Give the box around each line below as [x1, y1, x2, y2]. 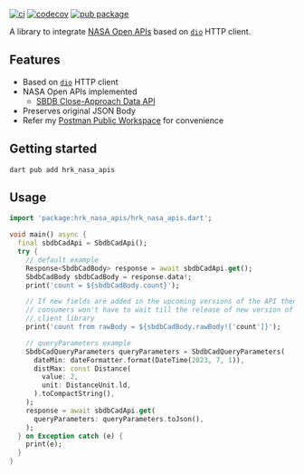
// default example [25, 255, 100, 265]
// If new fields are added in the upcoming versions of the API [25, 297, 278, 306]
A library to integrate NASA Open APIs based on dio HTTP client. [9, 26, 252, 36]
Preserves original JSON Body [22, 105, 136, 116]
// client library [25, 314, 95, 324]
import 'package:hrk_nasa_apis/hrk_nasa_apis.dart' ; [9, 214, 213, 223]
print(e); [25, 440, 63, 449]
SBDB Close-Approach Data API [35, 95, 156, 106]
